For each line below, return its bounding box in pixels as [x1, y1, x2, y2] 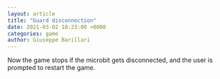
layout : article [7, 10, 55, 18]
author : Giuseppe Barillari [7, 37, 91, 44]
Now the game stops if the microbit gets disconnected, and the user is [7, 56, 213, 64]
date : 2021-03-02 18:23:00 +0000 [7, 23, 106, 30]
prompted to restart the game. [7, 63, 96, 72]
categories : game [7, 30, 59, 37]
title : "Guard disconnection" [7, 17, 97, 24]
